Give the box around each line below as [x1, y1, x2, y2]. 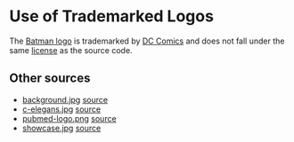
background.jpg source [21, 94, 109, 105]
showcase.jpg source [21, 122, 102, 133]
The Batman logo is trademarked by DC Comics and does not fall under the [9, 35, 285, 46]
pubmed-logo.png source [21, 113, 118, 123]
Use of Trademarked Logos [9, 6, 214, 27]
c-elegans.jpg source [21, 104, 101, 114]
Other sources [9, 71, 91, 86]
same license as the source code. [9, 44, 133, 55]
